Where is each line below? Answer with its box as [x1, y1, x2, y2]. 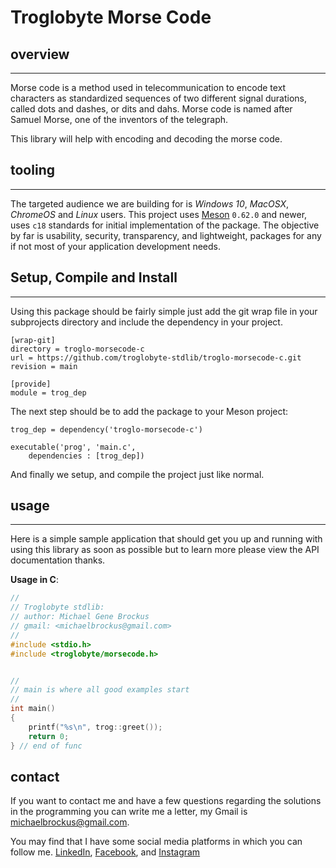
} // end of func [10, 741, 83, 751]
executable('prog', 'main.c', [10, 442, 137, 452]
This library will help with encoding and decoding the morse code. [10, 133, 283, 145]
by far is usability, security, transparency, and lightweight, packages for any [10, 229, 322, 241]
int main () [10, 704, 56, 714]
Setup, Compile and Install [10, 269, 178, 286]
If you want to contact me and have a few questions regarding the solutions [10, 795, 322, 807]
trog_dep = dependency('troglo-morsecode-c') [10, 424, 203, 435]
